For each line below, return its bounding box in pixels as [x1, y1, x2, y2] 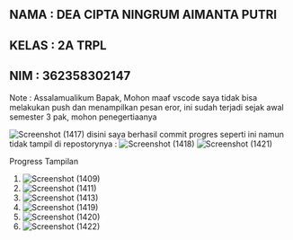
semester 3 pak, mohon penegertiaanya [9, 111, 157, 122]
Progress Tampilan [9, 156, 79, 166]
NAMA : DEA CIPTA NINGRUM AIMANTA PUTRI [9, 7, 277, 22]
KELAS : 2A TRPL [9, 38, 107, 53]
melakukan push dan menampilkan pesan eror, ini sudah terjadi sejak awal [9, 102, 285, 112]
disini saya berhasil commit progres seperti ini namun [86, 129, 285, 139]
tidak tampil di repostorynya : [9, 138, 118, 149]
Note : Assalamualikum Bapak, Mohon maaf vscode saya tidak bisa [9, 92, 258, 102]
